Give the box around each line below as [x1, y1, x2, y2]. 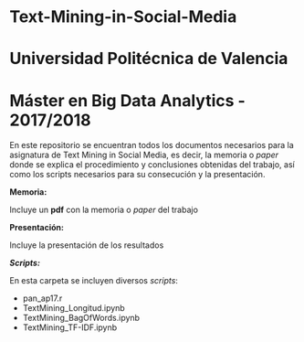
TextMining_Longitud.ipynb [22, 303, 125, 314]
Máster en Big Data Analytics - [9, 90, 246, 111]
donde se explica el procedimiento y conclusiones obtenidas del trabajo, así [9, 159, 295, 170]
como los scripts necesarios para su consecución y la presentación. [9, 169, 266, 180]
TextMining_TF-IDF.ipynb [22, 322, 118, 333]
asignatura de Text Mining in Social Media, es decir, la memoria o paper [9, 149, 279, 161]
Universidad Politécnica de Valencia [9, 48, 288, 69]
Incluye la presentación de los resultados [9, 240, 164, 251]
